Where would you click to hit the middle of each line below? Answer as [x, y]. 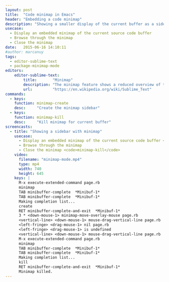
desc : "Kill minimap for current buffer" [63, 122]
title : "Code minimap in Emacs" [40, 15]
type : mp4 [29, 164]
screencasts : [19, 127]
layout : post [19, 10]
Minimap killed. [35, 271]
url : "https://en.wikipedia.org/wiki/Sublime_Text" [88, 89]
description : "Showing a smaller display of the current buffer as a [80, 24]
